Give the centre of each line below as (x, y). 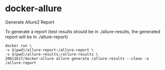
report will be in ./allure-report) (37, 37)
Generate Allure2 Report (30, 22)
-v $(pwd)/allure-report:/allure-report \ (49, 50)
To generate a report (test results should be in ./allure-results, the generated (83, 31)
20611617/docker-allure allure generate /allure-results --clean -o (77, 58)
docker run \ (19, 46)
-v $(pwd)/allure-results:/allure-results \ (52, 54)
